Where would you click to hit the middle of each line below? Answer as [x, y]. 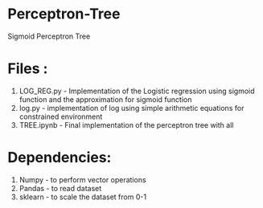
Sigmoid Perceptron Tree [49, 36]
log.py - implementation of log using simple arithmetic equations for [131, 108]
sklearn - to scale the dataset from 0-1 [82, 197]
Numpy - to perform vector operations [82, 179]
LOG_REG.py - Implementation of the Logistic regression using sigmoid [137, 91]
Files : [28, 69]
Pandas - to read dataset [60, 188]
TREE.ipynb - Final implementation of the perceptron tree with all [126, 124]
